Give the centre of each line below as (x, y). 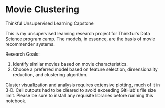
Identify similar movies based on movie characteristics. (70, 64)
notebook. (16, 101)
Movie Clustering (42, 9)
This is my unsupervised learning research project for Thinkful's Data (78, 33)
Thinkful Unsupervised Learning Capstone (49, 23)
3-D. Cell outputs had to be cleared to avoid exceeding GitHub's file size (81, 90)
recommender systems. (30, 44)
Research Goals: (22, 54)
